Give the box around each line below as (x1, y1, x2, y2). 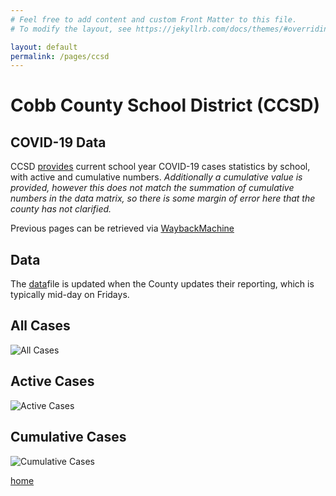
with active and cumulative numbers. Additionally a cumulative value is (10, 171, 303, 183)
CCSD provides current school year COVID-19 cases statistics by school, (10, 161, 311, 173)
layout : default (10, 42, 78, 52)
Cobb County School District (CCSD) (10, 94, 321, 117)
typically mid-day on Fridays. (10, 289, 130, 301)
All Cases (10, 317, 71, 335)
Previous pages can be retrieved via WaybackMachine (10, 222, 235, 235)
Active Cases (10, 373, 95, 390)
